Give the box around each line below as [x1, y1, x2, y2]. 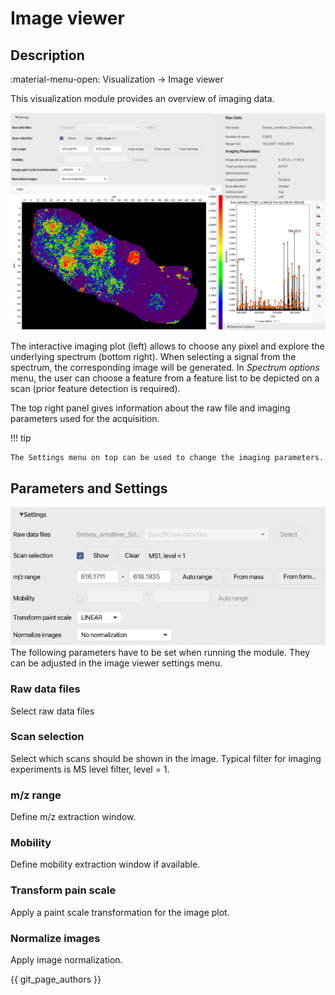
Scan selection [10, 730, 85, 744]
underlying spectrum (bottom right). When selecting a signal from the [10, 351, 297, 363]
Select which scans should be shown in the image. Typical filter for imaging [10, 752, 322, 764]
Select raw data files [10, 705, 95, 717]
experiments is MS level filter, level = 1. [10, 763, 170, 775]
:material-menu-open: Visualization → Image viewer [10, 73, 224, 85]
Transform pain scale [10, 883, 117, 897]
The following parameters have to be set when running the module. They [10, 647, 311, 659]
